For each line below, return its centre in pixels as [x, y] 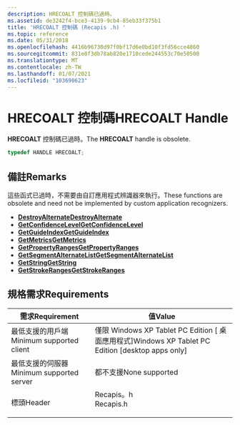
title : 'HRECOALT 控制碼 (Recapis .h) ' [67, 27]
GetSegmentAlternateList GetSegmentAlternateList [95, 255]
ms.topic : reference [38, 34]
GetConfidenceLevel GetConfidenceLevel [80, 225]
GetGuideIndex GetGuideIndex [63, 232]
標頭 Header [31, 402]
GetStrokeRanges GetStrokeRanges [71, 270]
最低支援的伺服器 [40, 363]
